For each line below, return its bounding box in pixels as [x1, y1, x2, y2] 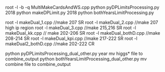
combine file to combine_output [5, 61, 71, 67]
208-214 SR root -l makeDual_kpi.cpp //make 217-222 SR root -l [5, 35, 137, 41]
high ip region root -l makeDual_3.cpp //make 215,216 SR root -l [5, 25, 136, 31]
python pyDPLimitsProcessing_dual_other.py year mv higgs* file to [5, 50, 143, 56]
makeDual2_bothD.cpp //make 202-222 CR [5, 41, 95, 47]
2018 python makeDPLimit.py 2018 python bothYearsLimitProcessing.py [5, 10, 154, 16]
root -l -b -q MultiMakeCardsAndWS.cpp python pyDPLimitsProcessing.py [5, 5, 159, 10]
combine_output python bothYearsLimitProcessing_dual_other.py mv [5, 56, 147, 62]
